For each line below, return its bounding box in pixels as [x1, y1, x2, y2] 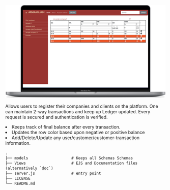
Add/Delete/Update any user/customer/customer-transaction [12, 135, 140, 141]
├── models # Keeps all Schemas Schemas [5, 155, 133, 161]
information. [5, 140, 31, 146]
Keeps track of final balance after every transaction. [12, 123, 121, 130]
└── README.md [5, 181, 36, 186]
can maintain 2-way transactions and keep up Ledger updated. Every [5, 108, 151, 114]
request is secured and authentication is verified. [5, 114, 108, 120]
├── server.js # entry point [5, 171, 101, 176]
